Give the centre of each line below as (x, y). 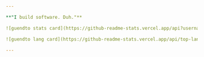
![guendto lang (25, 39)
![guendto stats (26, 28)
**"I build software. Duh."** (44, 17)
